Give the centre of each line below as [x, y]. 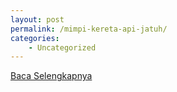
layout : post [37, 19]
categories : [35, 38]
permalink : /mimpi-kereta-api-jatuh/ [89, 29]
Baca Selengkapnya [51, 76]
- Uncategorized [62, 47]
